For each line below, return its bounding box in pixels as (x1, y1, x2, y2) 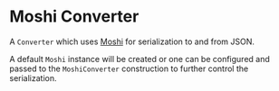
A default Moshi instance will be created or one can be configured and (9, 53, 270, 64)
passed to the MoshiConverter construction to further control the (9, 63, 249, 74)
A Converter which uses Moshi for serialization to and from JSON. (9, 36, 255, 47)
